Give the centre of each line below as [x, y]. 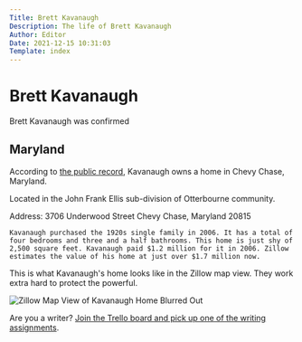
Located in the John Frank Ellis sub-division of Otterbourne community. [142, 198]
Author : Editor [38, 34]
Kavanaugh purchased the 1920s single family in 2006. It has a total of [151, 233]
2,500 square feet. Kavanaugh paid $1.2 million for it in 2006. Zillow [149, 248]
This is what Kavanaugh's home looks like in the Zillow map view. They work [151, 273]
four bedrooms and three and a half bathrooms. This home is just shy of [151, 241]
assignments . [34, 328]
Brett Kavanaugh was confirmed [69, 121]
